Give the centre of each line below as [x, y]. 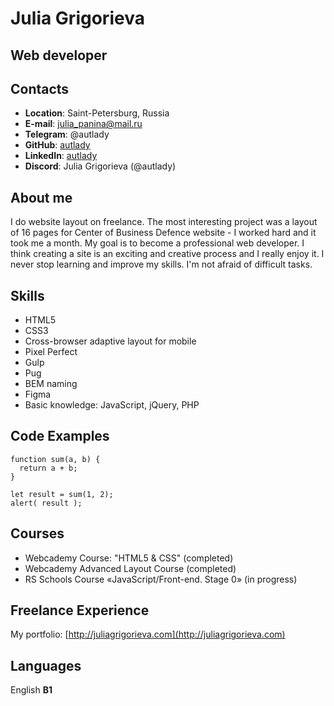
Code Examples [60, 436]
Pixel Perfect [51, 352]
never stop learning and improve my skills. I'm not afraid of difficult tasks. [161, 264]
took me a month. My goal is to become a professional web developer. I [157, 243]
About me [41, 197]
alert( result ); [46, 503]
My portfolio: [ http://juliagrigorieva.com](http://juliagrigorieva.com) [148, 634]
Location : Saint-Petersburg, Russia [97, 113]
